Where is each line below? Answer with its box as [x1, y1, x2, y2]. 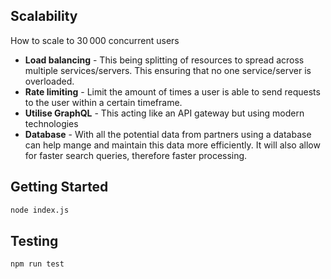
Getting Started [10, 179, 109, 196]
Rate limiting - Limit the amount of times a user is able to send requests [24, 85, 321, 98]
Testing [10, 232, 59, 249]
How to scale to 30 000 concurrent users [10, 34, 180, 46]
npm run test [10, 259, 65, 269]
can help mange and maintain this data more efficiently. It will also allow [24, 139, 321, 151]
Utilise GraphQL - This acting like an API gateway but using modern [24, 107, 305, 119]
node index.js [10, 205, 70, 215]
